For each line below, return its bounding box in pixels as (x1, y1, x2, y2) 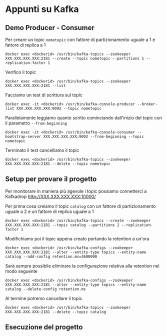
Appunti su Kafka (5, 3, 79, 15)
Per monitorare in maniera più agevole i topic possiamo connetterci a (5, 188, 147, 194)
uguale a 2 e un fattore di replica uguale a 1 (5, 208, 94, 214)
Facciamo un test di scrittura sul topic (5, 92, 83, 98)
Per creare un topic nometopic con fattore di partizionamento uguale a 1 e (5, 36, 155, 42)
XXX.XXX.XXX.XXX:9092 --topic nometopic (16, 106, 101, 111)
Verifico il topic (5, 69, 36, 75)
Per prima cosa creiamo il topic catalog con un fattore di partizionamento (5, 203, 156, 209)
